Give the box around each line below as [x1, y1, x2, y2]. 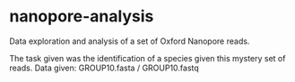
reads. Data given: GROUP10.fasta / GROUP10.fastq [9, 62, 199, 73]
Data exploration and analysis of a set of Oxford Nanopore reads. [9, 36, 250, 46]
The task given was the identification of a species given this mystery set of [9, 53, 286, 63]
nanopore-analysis [9, 6, 154, 27]
